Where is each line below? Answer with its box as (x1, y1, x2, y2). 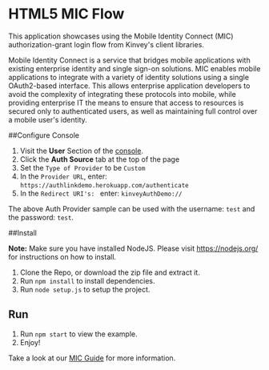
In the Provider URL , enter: (19, 171, 107, 181)
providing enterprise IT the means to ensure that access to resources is (8, 98, 244, 107)
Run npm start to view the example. (19, 329, 138, 339)
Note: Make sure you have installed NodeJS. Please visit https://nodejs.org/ (8, 243, 259, 253)
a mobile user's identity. (8, 115, 88, 124)
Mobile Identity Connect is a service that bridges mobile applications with (8, 55, 251, 65)
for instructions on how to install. (8, 251, 117, 261)
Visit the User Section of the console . (19, 146, 144, 155)
